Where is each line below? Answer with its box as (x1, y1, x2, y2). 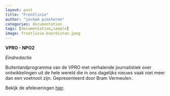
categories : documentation (5, 21, 62, 27)
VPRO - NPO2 (5, 45, 35, 51)
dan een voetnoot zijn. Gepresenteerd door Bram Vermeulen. (5, 75, 133, 81)
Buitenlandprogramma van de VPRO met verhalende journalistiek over (5, 64, 152, 70)
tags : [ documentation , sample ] (5, 26, 70, 31)
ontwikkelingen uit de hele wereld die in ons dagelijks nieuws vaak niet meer (5, 70, 165, 76)
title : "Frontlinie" (5, 12, 49, 17)
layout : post (5, 7, 33, 13)
